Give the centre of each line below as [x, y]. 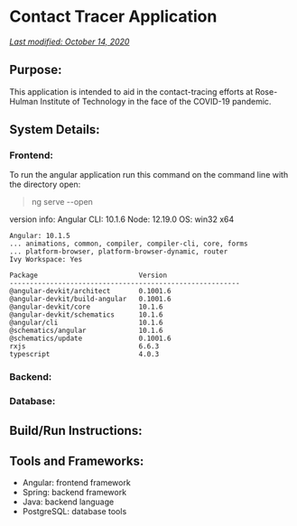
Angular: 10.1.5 [40, 236]
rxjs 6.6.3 [84, 346]
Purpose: [36, 70]
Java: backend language [68, 502]
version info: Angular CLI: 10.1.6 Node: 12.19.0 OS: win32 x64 [122, 219]
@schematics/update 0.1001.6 [90, 339]
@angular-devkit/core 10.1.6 [87, 307]
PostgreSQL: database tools [74, 512]
